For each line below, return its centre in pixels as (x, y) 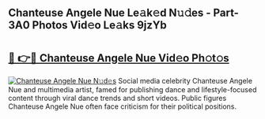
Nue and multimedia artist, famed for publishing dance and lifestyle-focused (132, 89)
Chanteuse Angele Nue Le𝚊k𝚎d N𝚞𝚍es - (110, 13)
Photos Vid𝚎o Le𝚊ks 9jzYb (100, 26)
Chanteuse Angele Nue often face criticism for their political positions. (123, 106)
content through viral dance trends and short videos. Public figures (117, 98)
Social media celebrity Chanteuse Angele (185, 81)
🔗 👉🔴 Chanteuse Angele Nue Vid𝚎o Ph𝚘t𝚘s (119, 58)
